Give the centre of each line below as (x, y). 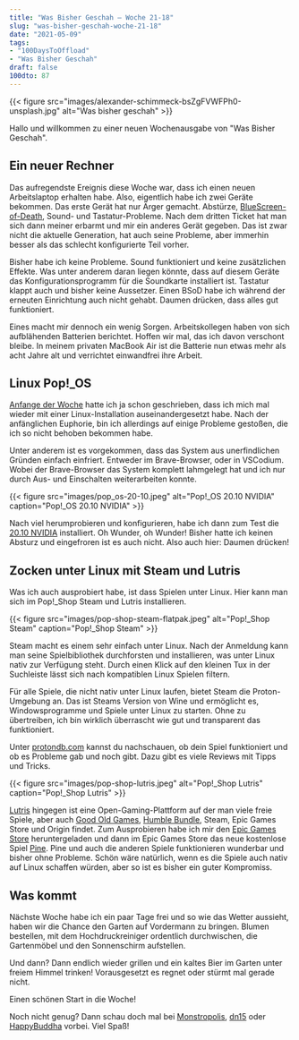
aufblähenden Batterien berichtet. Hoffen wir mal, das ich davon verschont (147, 336)
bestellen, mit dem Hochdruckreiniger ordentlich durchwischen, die (133, 936)
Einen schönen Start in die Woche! (73, 999)
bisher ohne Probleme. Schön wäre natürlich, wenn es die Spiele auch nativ (149, 858)
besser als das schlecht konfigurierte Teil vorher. (99, 244)
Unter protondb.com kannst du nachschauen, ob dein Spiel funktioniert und (149, 747)
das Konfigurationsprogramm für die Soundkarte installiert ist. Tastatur (140, 281)
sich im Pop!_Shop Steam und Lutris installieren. (98, 601)
